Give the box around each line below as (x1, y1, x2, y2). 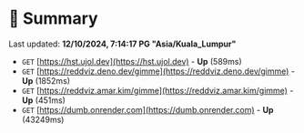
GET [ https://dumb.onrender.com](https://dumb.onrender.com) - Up (21, 104, 274, 115)
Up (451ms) (21, 95, 66, 106)
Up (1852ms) (21, 75, 70, 86)
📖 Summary (8, 8, 98, 29)
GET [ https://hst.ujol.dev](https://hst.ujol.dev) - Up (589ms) (21, 56, 242, 66)
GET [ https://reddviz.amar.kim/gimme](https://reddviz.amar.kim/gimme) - (21, 85, 294, 96)
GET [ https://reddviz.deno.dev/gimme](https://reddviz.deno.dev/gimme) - (21, 66, 296, 77)
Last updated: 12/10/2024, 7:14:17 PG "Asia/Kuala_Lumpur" (8, 38, 237, 49)
